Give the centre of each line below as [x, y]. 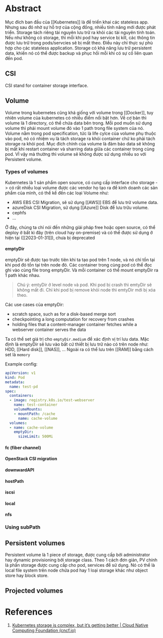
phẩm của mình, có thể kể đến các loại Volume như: [57, 193]
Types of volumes [27, 172]
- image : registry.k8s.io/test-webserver [52, 400]
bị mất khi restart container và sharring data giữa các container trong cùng [80, 149]
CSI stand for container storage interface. [47, 85]
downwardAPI [20, 470]
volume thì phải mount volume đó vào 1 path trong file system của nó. [75, 128]
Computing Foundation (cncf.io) [44, 631]
